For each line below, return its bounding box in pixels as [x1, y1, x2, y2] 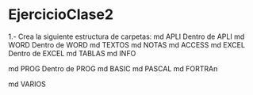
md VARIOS [8, 79, 46, 89]
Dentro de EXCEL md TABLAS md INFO [8, 48, 136, 58]
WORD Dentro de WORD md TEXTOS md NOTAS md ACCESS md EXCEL [8, 40, 246, 49]
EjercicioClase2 [8, 6, 113, 24]
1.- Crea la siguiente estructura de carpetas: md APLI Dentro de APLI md [8, 32, 245, 41]
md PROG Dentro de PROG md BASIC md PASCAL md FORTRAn [8, 63, 218, 73]
